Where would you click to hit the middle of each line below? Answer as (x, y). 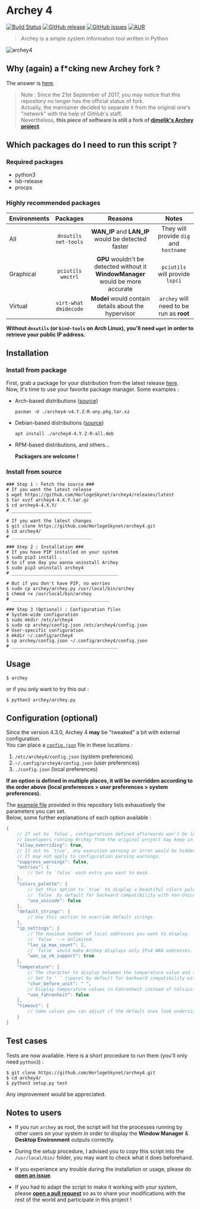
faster (121, 246)
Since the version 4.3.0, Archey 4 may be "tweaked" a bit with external (93, 732)
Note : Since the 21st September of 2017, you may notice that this (100, 94)
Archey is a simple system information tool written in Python (94, 38)
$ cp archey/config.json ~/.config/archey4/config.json (77, 641)
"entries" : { (33, 868)
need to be (174, 306)
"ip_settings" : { (38, 928)
